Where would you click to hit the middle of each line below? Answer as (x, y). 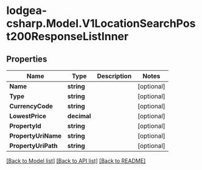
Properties (27, 59)
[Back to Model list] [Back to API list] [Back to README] (76, 161)
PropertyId (25, 126)
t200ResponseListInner (68, 37)
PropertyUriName (36, 136)
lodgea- (27, 11)
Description (114, 76)
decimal (79, 116)
